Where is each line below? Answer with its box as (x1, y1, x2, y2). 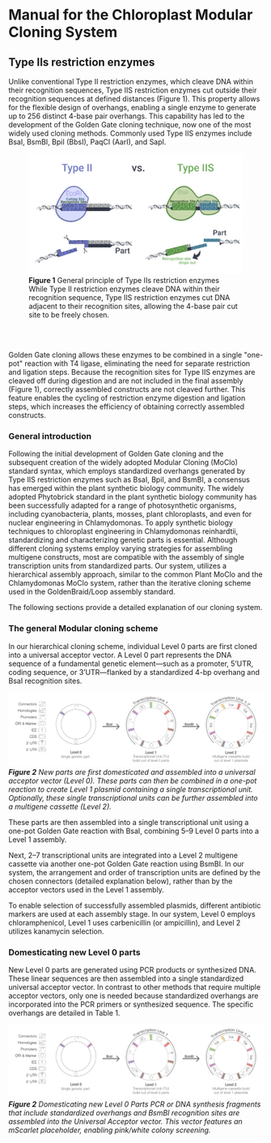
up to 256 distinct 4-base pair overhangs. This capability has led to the (8, 111, 245, 121)
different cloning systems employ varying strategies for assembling (8, 544, 233, 553)
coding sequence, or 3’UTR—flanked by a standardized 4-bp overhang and (8, 667, 260, 677)
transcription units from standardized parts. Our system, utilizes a (8, 561, 227, 571)
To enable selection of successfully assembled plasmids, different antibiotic (8, 900, 261, 910)
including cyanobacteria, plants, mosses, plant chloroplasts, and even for (8, 509, 252, 519)
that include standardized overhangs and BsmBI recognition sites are (8, 1108, 240, 1118)
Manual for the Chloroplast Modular (8, 6, 253, 24)
